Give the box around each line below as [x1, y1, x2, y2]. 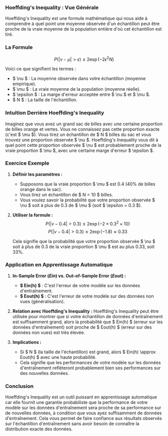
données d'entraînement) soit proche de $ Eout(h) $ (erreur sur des [12, 324, 152, 330]
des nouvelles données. [19, 370, 69, 376]
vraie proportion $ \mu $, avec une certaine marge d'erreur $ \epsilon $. [5, 147, 154, 153]
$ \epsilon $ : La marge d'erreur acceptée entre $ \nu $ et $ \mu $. [12, 92, 150, 98]
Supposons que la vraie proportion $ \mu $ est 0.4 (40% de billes [19, 181, 156, 187]
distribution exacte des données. [5, 426, 73, 432]
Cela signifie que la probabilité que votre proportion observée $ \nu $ [12, 238, 156, 244]
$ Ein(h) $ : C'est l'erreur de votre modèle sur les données [19, 282, 140, 288]
